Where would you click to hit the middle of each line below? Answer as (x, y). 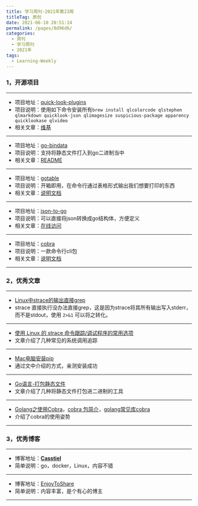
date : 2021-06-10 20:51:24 (39, 22)
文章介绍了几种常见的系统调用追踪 (56, 340)
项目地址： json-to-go (40, 211)
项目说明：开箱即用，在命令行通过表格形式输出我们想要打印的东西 (95, 185)
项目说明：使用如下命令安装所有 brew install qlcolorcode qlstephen (98, 109)
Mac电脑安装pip (34, 359)
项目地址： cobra (34, 244)
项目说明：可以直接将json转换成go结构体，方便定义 (77, 218)
